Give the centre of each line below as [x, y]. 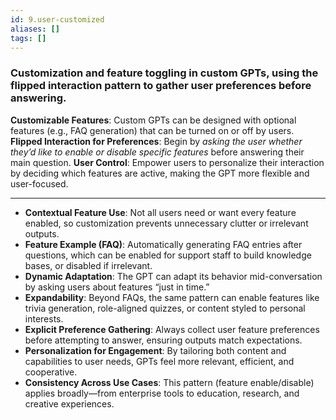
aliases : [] [35, 29]
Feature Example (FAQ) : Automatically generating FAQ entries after [163, 244]
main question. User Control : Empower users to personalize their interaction [167, 162]
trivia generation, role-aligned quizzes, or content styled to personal [165, 308]
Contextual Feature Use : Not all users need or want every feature [160, 212]
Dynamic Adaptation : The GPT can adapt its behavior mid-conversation [173, 276]
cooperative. [51, 372]
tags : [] [28, 38]
